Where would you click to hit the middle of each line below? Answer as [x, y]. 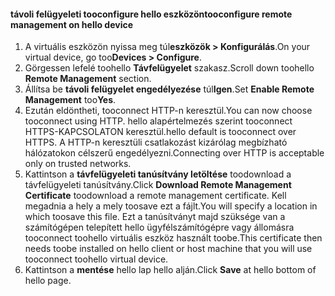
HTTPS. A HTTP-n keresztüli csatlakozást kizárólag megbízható [156, 142]
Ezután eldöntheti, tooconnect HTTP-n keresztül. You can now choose [168, 111]
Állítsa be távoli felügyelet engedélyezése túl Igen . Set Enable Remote [169, 89]
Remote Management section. [88, 79]
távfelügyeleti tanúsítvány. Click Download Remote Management [158, 185]
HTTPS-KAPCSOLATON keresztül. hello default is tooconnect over [160, 132]
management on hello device [72, 24]
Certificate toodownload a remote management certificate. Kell [155, 196]
